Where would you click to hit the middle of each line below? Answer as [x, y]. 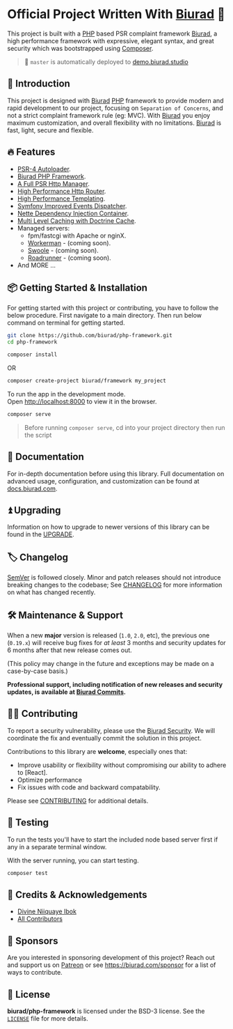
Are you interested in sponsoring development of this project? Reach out [111, 958]
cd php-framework [32, 342]
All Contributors [40, 919]
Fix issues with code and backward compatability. [89, 787]
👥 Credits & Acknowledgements [77, 895]
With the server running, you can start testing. [73, 860]
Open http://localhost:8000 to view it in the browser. [82, 401]
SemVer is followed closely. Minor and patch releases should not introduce [114, 578]
